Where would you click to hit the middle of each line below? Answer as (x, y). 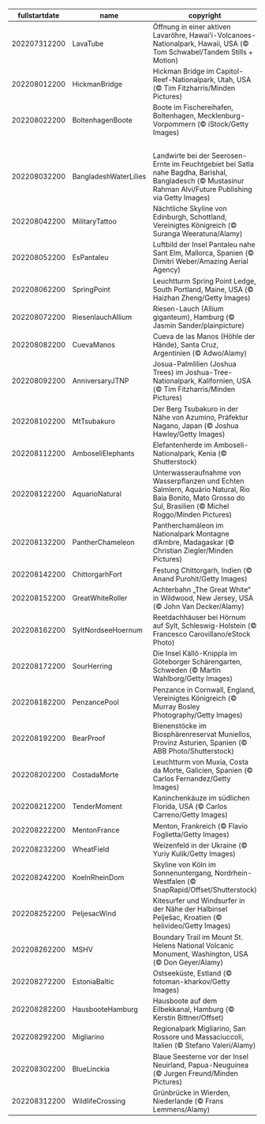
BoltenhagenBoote (102, 120)
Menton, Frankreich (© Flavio (200, 825)
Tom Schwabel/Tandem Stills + (203, 51)
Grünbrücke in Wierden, (191, 1092)
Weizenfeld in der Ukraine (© (200, 845)
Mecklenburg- (222, 116)
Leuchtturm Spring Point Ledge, (204, 280)
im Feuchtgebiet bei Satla (213, 164)
